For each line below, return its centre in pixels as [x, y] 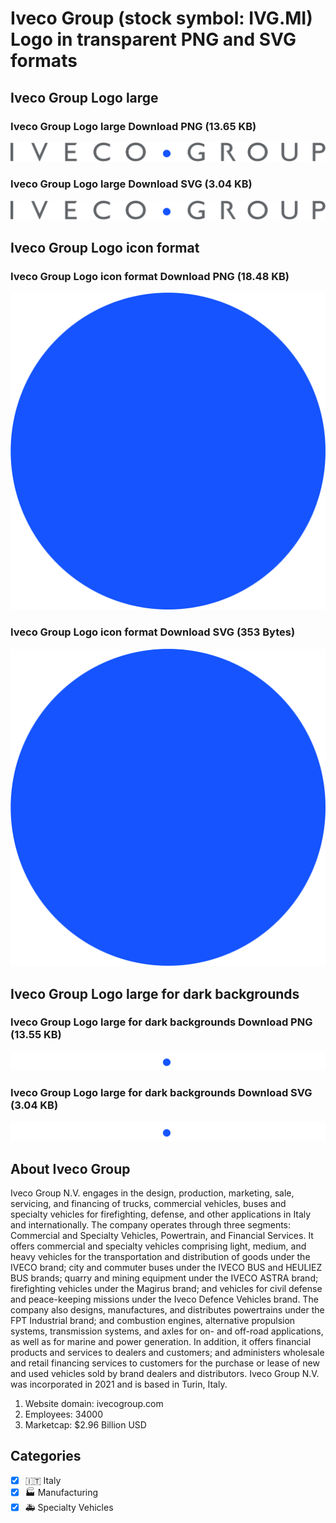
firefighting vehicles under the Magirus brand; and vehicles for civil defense [166, 1288]
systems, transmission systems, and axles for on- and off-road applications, [167, 1331]
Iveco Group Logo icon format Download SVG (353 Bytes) [153, 632]
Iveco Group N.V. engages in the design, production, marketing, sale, [152, 1193]
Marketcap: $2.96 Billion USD [85, 1424]
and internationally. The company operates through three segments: [151, 1224]
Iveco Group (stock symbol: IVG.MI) [161, 18]
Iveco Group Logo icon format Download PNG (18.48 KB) [150, 276]
